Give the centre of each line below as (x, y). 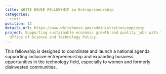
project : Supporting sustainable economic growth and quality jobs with (82, 33)
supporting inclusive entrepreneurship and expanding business (69, 56)
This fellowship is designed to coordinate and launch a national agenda (77, 51)
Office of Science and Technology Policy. (54, 37)
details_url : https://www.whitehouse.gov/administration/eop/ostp (75, 28)
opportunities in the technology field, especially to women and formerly (78, 62)
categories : (17, 14)
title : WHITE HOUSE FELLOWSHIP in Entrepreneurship (59, 10)
